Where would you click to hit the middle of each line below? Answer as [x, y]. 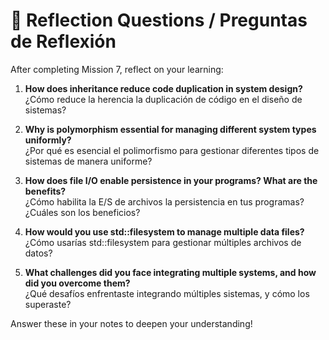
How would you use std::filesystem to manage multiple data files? [164, 231]
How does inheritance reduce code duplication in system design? [163, 88]
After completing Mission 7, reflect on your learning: [117, 69]
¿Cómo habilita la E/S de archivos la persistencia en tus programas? [164, 201]
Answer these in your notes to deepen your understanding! [131, 323]
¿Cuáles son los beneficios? [82, 212]
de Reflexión [63, 41]
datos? [38, 253]
